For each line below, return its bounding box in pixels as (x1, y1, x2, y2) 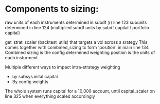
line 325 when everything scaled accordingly (5, 93, 95, 99)
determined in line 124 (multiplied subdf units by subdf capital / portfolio (5, 24, 149, 30)
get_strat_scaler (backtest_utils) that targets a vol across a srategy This (5, 39, 148, 45)
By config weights (12, 79, 49, 85)
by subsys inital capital (12, 73, 58, 79)
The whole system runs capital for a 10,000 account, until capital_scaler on (5, 88, 155, 94)
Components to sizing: (5, 3, 99, 15)
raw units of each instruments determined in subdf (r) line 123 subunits (5, 19, 147, 25)
